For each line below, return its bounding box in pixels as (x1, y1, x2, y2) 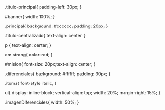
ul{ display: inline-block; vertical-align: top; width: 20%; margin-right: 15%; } (5, 90, 161, 95)
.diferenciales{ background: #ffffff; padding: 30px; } (5, 71, 111, 77)
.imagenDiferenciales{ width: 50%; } (5, 99, 79, 105)
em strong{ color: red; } (5, 52, 53, 57)
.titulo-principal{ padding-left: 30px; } (5, 4, 82, 10)
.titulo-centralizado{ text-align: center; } (5, 33, 86, 38)
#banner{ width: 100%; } (5, 14, 55, 19)
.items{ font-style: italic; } (5, 81, 57, 86)
